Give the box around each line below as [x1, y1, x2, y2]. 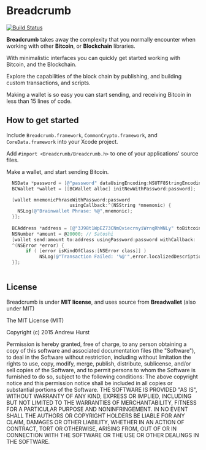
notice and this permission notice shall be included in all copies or [6, 379, 173, 386]
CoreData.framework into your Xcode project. [6, 138, 118, 145]
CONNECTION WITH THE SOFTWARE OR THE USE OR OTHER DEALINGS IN [6, 431, 199, 438]
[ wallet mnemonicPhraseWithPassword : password [12, 197, 131, 203]
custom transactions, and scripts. [6, 79, 91, 86]
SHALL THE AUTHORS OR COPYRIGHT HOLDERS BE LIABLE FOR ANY [6, 411, 185, 419]
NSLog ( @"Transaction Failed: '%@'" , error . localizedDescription [39, 253, 204, 260]
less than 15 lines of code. [6, 97, 72, 105]
